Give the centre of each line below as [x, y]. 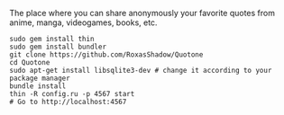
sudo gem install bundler [58, 47]
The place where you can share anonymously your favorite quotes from [142, 13]
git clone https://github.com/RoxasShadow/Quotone [106, 55]
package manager [40, 78]
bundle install [38, 86]
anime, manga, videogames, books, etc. [83, 22]
